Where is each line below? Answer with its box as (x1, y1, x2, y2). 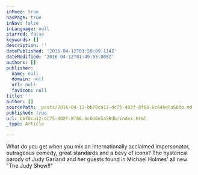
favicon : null (11, 87, 47, 94)
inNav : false (6, 20, 39, 26)
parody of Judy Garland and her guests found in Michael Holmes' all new (6, 156, 188, 163)
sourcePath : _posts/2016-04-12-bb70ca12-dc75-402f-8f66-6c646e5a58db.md (6, 104, 193, 110)
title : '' (6, 93, 31, 99)
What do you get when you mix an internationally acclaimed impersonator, (6, 143, 190, 150)
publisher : (6, 65, 34, 71)
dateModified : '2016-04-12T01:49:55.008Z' (6, 54, 114, 60)
